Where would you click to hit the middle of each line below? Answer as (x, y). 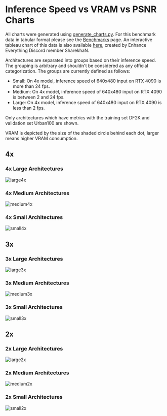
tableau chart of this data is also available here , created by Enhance (76, 45)
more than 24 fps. (31, 86)
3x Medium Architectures (37, 283)
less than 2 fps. (29, 108)
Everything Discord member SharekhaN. (47, 50)
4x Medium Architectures (37, 193)
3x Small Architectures (34, 307)
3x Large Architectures (34, 259)
